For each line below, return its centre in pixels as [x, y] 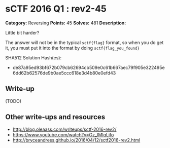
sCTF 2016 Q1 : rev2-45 [56, 9]
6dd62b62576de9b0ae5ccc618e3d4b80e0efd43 [64, 73]
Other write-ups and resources [55, 117]
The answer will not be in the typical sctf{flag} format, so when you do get [84, 42]
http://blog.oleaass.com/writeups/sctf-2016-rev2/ [64, 129]
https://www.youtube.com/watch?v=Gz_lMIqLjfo [63, 134]
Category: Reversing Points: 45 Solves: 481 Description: [66, 23]
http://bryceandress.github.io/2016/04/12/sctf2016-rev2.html [76, 140]
